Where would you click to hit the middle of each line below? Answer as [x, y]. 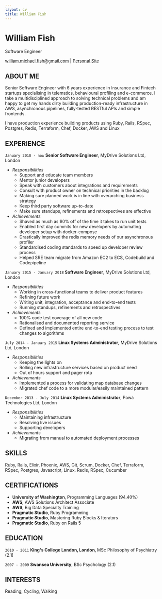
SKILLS [16, 453]
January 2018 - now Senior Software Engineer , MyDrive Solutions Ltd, [75, 155]
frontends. [15, 114]
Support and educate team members [56, 175]
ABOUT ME [22, 76]
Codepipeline [32, 263]
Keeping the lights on [40, 362]
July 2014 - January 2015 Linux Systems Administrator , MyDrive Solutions [81, 342]
